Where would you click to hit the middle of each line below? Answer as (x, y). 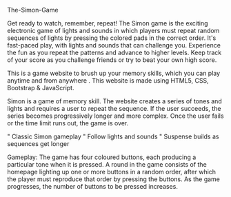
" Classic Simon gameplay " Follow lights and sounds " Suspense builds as (113, 136)
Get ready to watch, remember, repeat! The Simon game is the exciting (108, 23)
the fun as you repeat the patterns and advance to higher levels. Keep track (114, 52)
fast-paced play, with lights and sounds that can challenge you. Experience (114, 45)
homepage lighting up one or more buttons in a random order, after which (111, 172)
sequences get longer (38, 144)
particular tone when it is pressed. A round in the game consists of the (107, 164)
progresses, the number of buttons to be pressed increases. (92, 186)
